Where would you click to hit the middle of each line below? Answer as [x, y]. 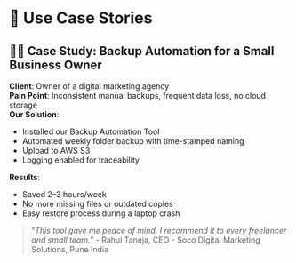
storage [24, 105]
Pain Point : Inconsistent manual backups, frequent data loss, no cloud [138, 96]
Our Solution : [34, 114]
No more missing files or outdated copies [97, 204]
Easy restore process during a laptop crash [101, 213]
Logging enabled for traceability [81, 160]
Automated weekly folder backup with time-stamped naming [133, 141]
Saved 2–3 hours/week [64, 194]
